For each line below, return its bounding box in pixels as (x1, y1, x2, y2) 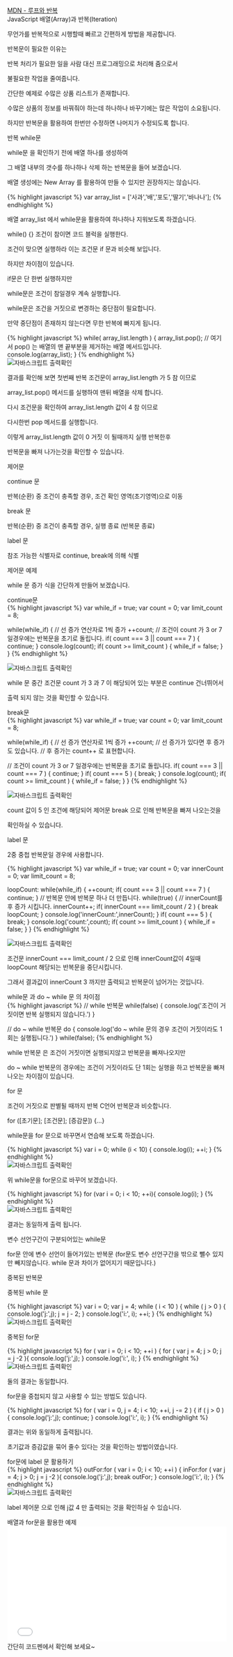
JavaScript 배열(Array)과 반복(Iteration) (7, 15, 118, 23)
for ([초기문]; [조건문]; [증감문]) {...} (7, 1116, 105, 1125)
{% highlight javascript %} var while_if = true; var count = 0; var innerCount (7, 864, 224, 873)
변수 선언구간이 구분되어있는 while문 (7, 1235, 106, 1243)
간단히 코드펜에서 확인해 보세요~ (7, 1642, 95, 1651)
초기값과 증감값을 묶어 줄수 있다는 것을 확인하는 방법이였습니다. (7, 1443, 179, 1450)
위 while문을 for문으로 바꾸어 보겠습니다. (7, 1176, 118, 1184)
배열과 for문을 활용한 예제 (7, 1518, 77, 1526)
